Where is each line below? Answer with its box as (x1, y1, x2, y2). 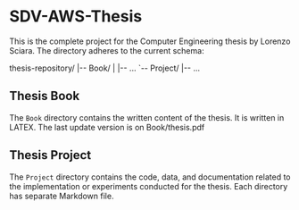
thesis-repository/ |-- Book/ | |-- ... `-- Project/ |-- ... (9, 63, 201, 73)
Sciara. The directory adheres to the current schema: (9, 45, 204, 55)
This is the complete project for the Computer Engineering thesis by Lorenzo (9, 36, 291, 46)
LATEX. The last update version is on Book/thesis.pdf (9, 122, 205, 132)
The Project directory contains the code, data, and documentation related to (9, 172, 291, 182)
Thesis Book (9, 88, 80, 104)
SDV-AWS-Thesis (9, 6, 143, 27)
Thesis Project (9, 147, 92, 163)
